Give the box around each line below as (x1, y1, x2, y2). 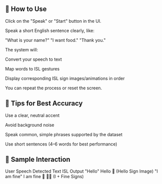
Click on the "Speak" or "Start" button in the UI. (5, 18, 101, 24)
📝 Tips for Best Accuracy (5, 99, 83, 108)
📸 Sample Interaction (5, 155, 70, 164)
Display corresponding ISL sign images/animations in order (5, 75, 125, 81)
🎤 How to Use (5, 5, 47, 13)
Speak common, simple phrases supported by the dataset (5, 131, 123, 137)
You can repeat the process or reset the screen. (5, 85, 102, 91)
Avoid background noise (5, 122, 55, 128)
